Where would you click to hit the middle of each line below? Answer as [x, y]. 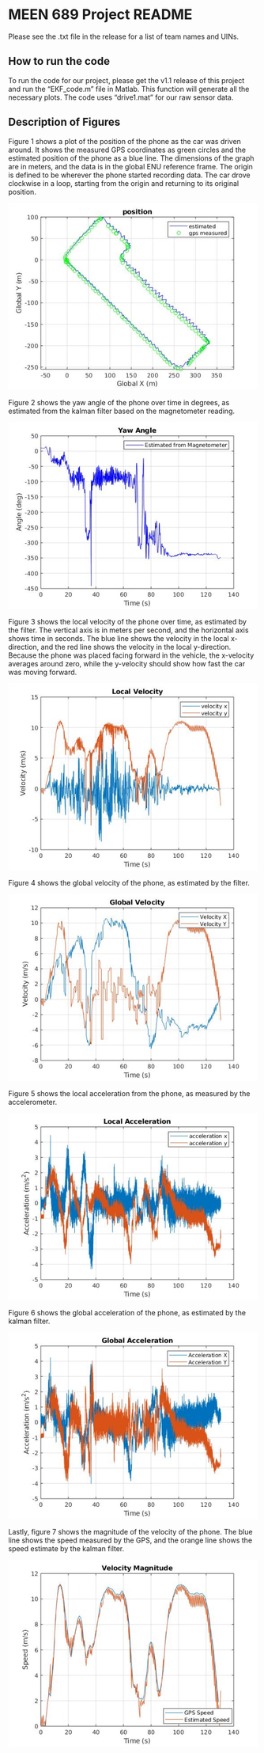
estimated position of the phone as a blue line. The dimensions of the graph [131, 158]
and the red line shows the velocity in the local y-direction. [136, 647]
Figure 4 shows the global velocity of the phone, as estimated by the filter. [129, 882]
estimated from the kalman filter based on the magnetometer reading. [122, 411]
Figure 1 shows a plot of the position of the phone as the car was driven [124, 141]
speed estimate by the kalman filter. [66, 1548]
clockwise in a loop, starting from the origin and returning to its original [124, 183]
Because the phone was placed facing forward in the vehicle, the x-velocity [131, 655]
